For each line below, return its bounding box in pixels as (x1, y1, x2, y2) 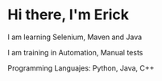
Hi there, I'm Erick (7, 6, 130, 24)
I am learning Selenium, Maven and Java (7, 32, 143, 42)
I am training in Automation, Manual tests (7, 47, 143, 57)
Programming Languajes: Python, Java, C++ (7, 63, 155, 73)
